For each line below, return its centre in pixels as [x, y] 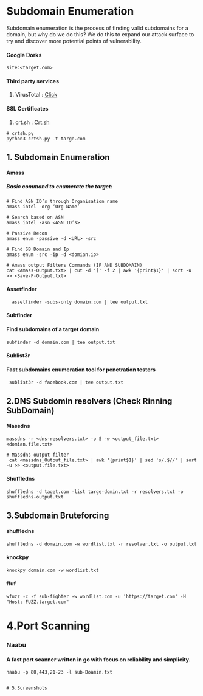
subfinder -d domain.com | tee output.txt [61, 342]
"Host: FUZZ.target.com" [38, 602]
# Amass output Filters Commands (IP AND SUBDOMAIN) [74, 265]
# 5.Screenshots [27, 688]
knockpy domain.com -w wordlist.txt [53, 570]
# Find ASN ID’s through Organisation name [62, 201]
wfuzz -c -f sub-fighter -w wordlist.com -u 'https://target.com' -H [96, 597]
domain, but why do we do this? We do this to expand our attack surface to [100, 34]
